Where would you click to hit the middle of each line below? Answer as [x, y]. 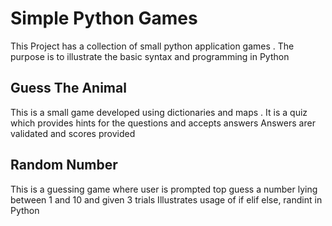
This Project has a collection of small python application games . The [152, 46]
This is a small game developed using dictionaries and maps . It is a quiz [159, 112]
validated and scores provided [73, 133]
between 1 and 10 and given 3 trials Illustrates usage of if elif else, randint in [166, 199]
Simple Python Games [104, 18]
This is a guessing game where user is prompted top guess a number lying [164, 189]
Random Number [64, 165]
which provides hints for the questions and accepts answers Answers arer [163, 123]
